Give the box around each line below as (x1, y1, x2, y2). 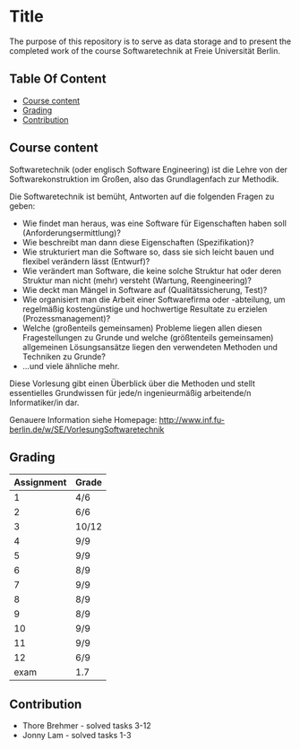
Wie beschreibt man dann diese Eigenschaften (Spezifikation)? (21, 237, 254, 247)
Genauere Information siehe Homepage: (9, 414, 158, 425)
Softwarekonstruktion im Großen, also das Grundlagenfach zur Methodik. (9, 173, 279, 185)
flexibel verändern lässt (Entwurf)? (21, 255, 150, 266)
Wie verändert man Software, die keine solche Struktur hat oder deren (21, 265, 282, 276)
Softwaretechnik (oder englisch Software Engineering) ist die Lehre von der (9, 164, 288, 175)
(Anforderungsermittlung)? (21, 227, 121, 238)
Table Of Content (9, 72, 107, 87)
